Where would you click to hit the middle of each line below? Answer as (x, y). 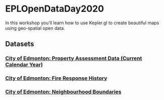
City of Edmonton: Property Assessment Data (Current (74, 59)
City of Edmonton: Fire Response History (56, 78)
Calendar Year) (24, 65)
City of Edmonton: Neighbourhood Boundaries (63, 92)
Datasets (20, 44)
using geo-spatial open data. (35, 28)
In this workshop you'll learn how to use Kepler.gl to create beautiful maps (82, 23)
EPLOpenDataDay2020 (55, 9)
